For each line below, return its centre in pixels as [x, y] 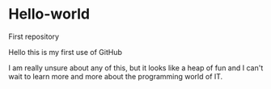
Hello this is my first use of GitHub [66, 52]
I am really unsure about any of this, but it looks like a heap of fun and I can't [136, 68]
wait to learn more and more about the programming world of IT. [116, 76]
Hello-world [49, 14]
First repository [34, 36]
